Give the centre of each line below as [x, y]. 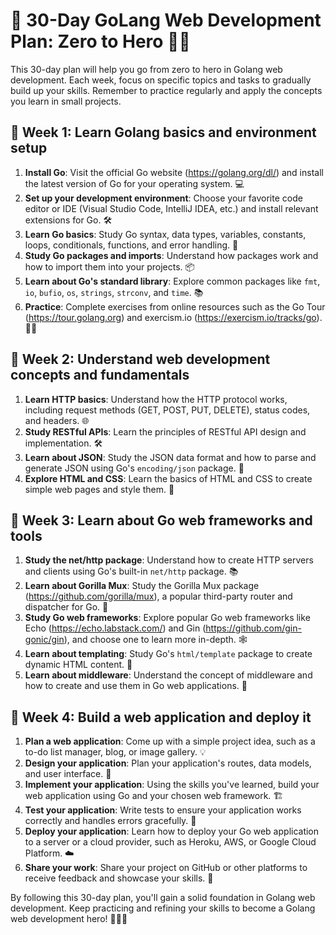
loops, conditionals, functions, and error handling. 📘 [131, 245]
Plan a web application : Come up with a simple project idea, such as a [170, 741]
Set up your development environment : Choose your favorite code [163, 198]
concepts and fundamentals [100, 375]
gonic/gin [44, 640]
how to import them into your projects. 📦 [109, 266]
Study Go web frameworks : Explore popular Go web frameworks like [167, 618]
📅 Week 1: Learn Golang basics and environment [163, 132]
